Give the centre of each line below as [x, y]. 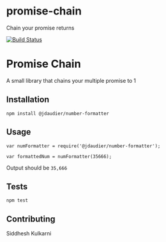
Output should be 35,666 [37, 168]
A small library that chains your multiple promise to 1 [71, 80]
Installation [28, 100]
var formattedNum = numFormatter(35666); [59, 156]
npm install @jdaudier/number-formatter [58, 113]
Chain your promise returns [40, 28]
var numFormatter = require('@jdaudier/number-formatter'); [84, 146]
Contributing [31, 219]
